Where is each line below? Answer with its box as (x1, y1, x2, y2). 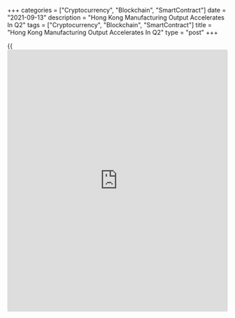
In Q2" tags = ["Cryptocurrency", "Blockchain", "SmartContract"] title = (7, 21, 212, 29)
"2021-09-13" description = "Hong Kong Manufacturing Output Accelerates (7, 13, 225, 22)
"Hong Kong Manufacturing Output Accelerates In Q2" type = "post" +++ (7, 28, 218, 36)
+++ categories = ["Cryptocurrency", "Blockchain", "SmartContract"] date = (7, 6, 227, 14)
